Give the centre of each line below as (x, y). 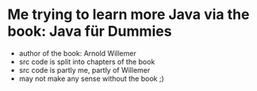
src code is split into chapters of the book (87, 62)
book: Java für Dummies (90, 31)
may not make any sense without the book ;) (91, 78)
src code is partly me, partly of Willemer (84, 70)
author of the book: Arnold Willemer (77, 53)
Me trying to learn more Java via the (128, 15)
